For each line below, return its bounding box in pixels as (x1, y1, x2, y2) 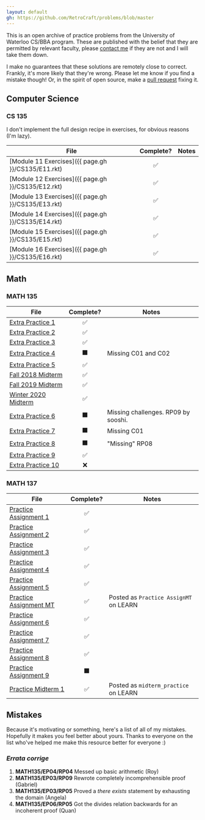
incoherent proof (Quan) (15, 807, 77, 814)
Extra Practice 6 (9, 411, 56, 420)
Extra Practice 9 (9, 450, 56, 459)
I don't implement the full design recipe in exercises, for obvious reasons (6, 126, 189, 133)
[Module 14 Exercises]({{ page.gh (9, 210, 107, 218)
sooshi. (107, 416, 128, 424)
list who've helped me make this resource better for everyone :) (6, 739, 166, 746)
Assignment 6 (9, 619, 49, 627)
